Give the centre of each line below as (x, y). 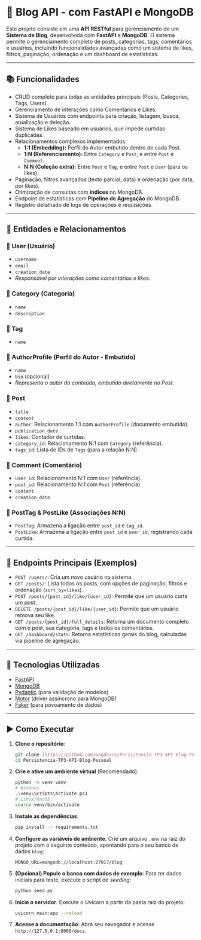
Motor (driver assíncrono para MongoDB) (66, 698)
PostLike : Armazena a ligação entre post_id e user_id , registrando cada (103, 532)
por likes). (27, 185)
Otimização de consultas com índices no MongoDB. (79, 192)
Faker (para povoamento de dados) (58, 704)
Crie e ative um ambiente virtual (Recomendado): (77, 771)
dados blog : (30, 851)
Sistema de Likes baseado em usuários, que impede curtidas (90, 129)
